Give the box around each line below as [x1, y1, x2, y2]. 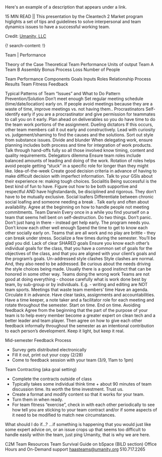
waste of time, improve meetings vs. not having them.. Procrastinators [5, 106, 145, 112]
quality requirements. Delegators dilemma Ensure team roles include [5, 152, 141, 158]
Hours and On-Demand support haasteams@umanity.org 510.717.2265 [5, 446, 146, 452]
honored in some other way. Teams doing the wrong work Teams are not [5, 271, 150, 277]
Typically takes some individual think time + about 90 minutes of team [12, 381, 152, 387]
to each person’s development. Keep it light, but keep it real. [5, 328, 125, 334]
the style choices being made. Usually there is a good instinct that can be [5, 266, 151, 271]
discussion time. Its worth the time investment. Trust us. [12, 386, 124, 392]
